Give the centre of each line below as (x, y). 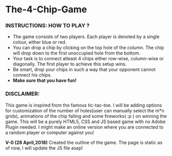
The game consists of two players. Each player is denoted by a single (86, 37)
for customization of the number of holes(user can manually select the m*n (85, 110)
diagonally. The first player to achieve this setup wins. (70, 64)
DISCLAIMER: (23, 94)
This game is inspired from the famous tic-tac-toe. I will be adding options (84, 105)
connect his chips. (32, 75)
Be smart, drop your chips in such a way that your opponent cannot (84, 70)
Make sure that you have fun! (45, 80)
